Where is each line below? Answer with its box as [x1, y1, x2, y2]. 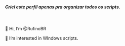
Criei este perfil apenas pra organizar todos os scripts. [5, 4, 121, 10]
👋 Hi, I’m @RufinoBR [5, 25, 46, 31]
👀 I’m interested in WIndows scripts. [5, 35, 78, 41]
